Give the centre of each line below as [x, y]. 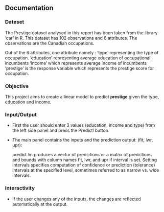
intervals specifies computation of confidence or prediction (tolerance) [83, 165]
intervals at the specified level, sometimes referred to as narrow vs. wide [85, 170]
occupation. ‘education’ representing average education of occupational [78, 58]
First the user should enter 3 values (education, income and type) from [83, 125]
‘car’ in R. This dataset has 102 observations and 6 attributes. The [71, 38]
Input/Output [21, 115]
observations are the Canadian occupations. [50, 43]
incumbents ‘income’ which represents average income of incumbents [76, 63]
